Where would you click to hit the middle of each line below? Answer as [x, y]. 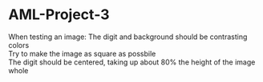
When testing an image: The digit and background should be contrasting [128, 37]
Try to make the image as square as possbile [82, 53]
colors [19, 45]
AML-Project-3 [59, 15]
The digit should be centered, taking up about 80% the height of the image [132, 62]
